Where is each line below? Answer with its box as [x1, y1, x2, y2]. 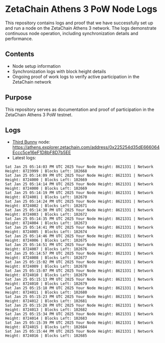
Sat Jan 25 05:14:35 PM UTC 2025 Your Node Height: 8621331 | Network [5, 216, 154, 221]
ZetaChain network [12, 79, 52, 85]
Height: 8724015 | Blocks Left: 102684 [5, 325, 87, 330]
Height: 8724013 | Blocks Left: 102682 [5, 307, 87, 312]
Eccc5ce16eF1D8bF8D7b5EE [12, 149, 71, 155]
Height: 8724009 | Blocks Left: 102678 [5, 264, 87, 269]
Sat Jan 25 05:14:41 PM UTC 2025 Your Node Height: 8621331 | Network [5, 225, 154, 230]
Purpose [5, 93, 32, 102]
